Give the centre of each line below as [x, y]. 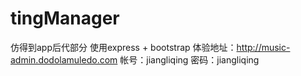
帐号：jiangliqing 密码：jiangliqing [189, 59]
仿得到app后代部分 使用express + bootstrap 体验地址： [123, 47]
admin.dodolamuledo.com [64, 59]
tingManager [65, 18]
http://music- [263, 47]
